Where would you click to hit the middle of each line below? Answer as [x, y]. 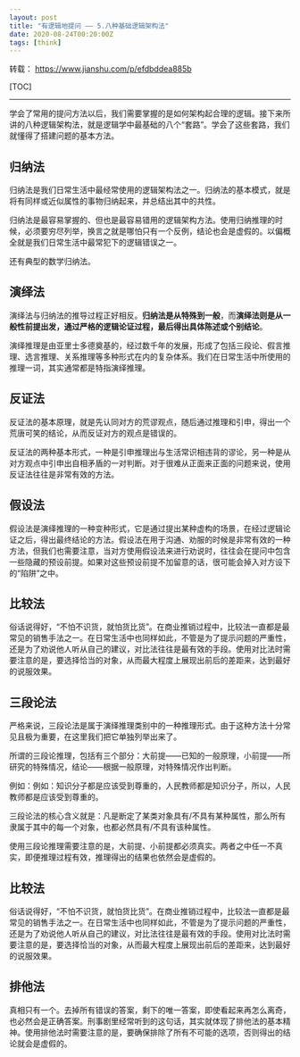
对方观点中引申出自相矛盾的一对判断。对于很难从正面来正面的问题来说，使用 [150, 463]
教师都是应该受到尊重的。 [56, 797]
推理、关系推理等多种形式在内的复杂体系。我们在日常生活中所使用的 [165, 356]
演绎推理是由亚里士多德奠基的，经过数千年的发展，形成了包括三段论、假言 [146, 345]
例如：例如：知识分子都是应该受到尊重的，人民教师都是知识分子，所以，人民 [150, 786]
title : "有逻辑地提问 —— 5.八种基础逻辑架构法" [89, 26]
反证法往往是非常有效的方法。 [64, 474]
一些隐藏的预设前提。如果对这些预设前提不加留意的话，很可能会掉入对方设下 [150, 562]
